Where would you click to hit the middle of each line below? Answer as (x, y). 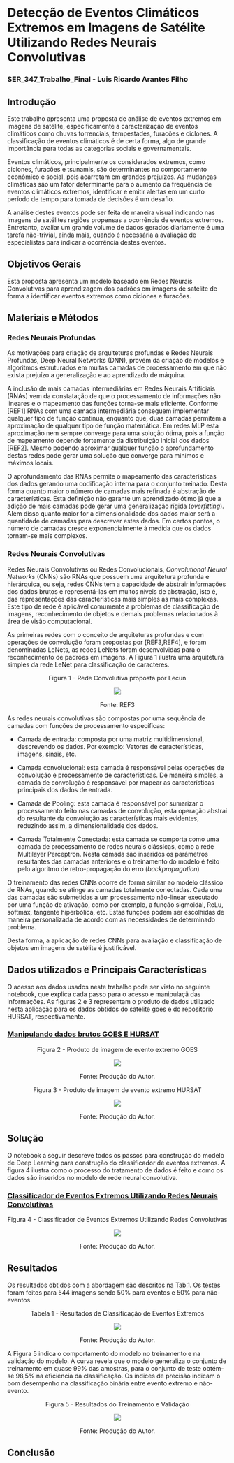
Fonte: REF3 (117, 704)
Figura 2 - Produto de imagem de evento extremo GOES (117, 1049)
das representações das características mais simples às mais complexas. (113, 599)
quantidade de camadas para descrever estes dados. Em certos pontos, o (114, 521)
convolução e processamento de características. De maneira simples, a (120, 775)
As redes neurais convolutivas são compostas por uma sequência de (107, 718)
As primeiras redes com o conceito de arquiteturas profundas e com (105, 634)
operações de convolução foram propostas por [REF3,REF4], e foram (107, 642)
